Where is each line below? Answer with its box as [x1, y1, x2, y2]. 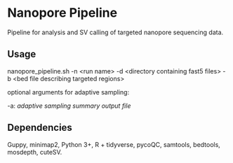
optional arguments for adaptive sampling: [7, 87, 130, 96]
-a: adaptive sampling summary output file [7, 101, 131, 110]
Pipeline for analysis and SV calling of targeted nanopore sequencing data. [7, 28, 224, 36]
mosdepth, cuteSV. [7, 148, 62, 156]
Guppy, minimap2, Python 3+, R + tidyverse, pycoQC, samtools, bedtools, [7, 140, 221, 148]
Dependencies [7, 122, 72, 134]
